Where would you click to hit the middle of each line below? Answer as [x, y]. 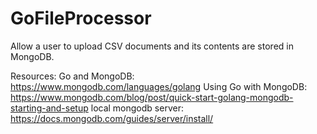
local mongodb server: [137, 108]
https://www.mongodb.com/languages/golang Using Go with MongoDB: [159, 86]
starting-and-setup [49, 108]
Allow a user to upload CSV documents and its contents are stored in [152, 46]
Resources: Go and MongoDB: [72, 76]
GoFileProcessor [81, 18]
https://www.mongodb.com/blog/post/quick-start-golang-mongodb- [152, 97]
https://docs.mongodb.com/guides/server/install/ [112, 118]
